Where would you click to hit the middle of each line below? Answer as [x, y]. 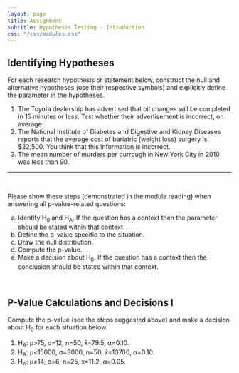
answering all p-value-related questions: [67, 204]
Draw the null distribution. [55, 242]
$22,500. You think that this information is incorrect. [94, 147]
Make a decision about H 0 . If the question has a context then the [112, 258]
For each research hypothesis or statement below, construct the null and [114, 80]
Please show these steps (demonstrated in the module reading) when [109, 196]
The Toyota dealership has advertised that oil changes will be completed [124, 109]
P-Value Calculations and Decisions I [90, 303]
